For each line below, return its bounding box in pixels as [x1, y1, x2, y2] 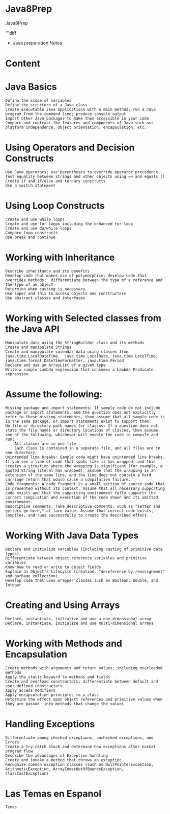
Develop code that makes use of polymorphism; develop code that [5, 273, 147, 278]
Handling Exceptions [5, 718, 95, 730]
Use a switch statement [5, 183, 56, 188]
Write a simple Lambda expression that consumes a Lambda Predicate [5, 367, 154, 372]
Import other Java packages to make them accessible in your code [5, 116, 149, 121]
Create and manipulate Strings [5, 345, 72, 350]
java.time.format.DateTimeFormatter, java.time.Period [5, 358, 124, 363]
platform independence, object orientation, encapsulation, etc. [5, 125, 147, 130]
